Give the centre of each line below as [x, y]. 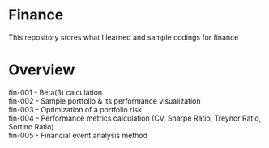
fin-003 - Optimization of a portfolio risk [75, 109]
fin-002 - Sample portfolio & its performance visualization [105, 101]
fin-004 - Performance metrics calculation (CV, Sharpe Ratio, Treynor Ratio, [135, 118]
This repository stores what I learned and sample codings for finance [124, 37]
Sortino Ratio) [31, 126]
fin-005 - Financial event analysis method [78, 135]
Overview [42, 70]
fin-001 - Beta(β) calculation [56, 92]
